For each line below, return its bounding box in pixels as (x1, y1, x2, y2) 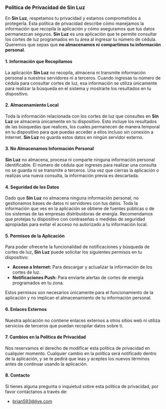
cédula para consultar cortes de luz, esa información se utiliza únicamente (5, 80, 158, 86)
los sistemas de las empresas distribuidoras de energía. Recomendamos (5, 211, 153, 217)
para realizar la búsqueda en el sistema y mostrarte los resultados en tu (5, 85, 152, 91)
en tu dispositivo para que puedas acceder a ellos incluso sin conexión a (5, 129, 154, 135)
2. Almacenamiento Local (5, 102, 59, 108)
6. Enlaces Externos (5, 306, 47, 312)
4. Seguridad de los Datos (5, 184, 59, 190)
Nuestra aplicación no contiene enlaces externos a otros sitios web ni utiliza (5, 317, 161, 323)
